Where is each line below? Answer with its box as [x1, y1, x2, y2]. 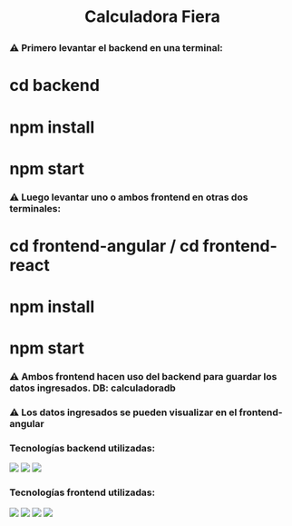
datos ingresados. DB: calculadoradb [9, 382, 177, 394]
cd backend [9, 75, 100, 96]
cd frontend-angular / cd [9, 235, 200, 256]
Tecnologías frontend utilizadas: [9, 486, 156, 499]
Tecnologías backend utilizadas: [9, 442, 156, 454]
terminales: [9, 202, 62, 214]
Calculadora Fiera [84, 6, 220, 27]
